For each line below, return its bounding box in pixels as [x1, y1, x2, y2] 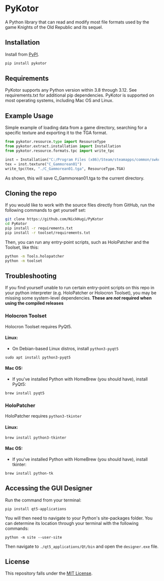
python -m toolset [5, 258, 42, 263]
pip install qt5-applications [5, 506, 67, 511]
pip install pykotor [5, 60, 47, 66]
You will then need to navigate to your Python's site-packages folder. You [5, 515, 153, 521]
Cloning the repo [5, 189, 57, 198]
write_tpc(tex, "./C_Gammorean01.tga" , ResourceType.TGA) [5, 166, 125, 171]
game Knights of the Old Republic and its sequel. [5, 24, 103, 30]
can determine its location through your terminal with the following [5, 520, 139, 526]
